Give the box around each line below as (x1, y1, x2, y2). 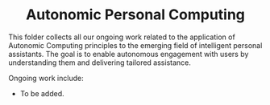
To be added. (19, 88, 64, 98)
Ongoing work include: (8, 73, 84, 83)
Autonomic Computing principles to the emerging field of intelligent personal (8, 40, 263, 50)
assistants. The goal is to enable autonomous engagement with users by (8, 49, 249, 59)
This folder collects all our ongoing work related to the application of (8, 32, 235, 42)
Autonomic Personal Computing (25, 6, 246, 24)
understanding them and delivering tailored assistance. (8, 58, 192, 67)
